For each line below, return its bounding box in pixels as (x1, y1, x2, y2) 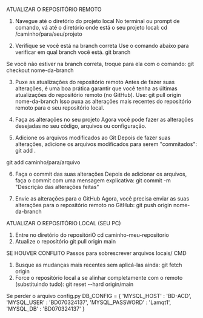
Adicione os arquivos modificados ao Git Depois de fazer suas (15, 134, 171, 141)
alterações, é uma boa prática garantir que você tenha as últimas (15, 85, 178, 92)
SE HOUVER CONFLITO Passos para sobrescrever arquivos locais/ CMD (6, 250, 187, 257)
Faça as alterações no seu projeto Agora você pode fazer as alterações (15, 116, 194, 123)
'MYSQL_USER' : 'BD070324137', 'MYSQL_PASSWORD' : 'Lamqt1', (6, 299, 171, 306)
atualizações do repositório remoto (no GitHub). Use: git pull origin (15, 91, 181, 98)
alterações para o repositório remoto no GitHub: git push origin (15, 202, 173, 208)
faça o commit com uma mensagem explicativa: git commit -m (15, 177, 171, 184)
